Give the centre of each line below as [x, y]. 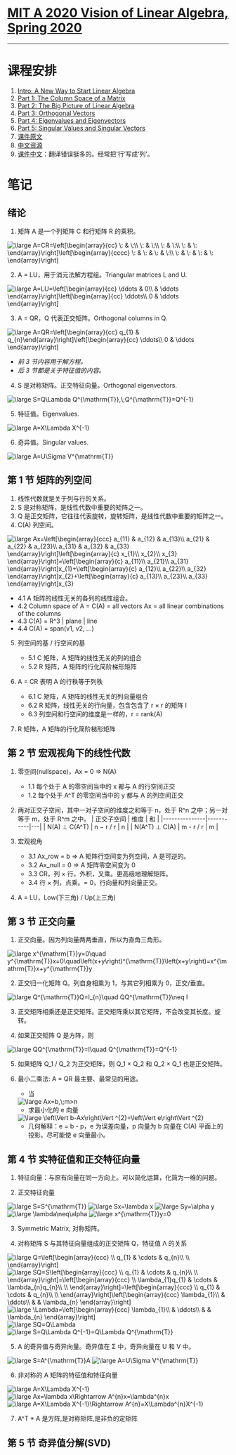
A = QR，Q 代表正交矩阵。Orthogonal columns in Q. [92, 318]
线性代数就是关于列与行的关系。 [64, 498]
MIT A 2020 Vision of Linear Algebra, [118, 13]
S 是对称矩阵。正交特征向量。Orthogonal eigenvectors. [97, 385]
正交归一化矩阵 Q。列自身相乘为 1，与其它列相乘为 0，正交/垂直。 [113, 983]
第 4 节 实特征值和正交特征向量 [74, 1159]
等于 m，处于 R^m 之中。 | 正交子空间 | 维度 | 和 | [88, 819]
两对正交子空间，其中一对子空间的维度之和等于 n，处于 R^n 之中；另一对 [123, 810]
